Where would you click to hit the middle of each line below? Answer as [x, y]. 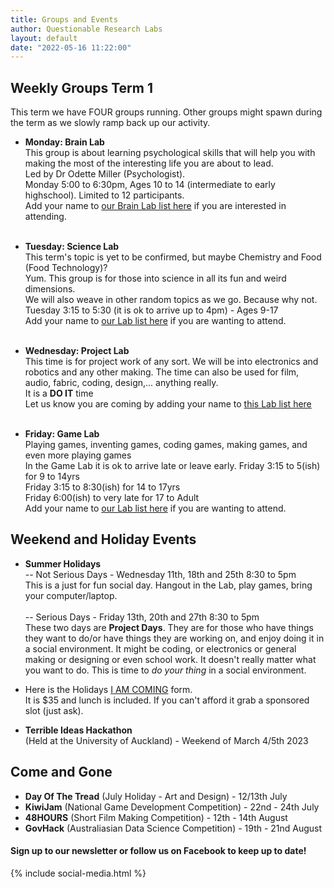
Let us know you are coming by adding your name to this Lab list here [168, 404]
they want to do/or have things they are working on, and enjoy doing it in [174, 638]
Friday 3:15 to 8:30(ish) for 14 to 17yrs [102, 487]
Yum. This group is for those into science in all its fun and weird [155, 278]
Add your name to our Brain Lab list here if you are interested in [155, 206]
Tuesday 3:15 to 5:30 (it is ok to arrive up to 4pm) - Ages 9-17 [151, 310]
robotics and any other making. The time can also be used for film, [162, 372]
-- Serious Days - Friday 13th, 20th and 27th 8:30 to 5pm [142, 617]
